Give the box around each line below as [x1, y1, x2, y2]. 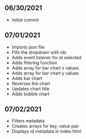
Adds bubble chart [11, 91, 50, 97]
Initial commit [11, 17, 39, 23]
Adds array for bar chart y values [11, 70, 79, 76]
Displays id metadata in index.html [11, 128, 82, 134]
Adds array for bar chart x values [11, 65, 79, 70]
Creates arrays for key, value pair [11, 123, 80, 129]
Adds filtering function [11, 60, 57, 66]
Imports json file [11, 44, 45, 50]
